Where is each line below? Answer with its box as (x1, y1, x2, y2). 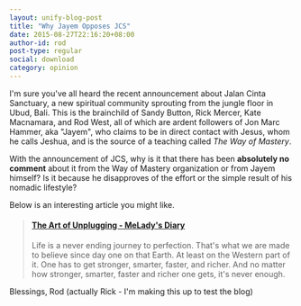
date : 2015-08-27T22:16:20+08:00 (9, 30, 135, 39)
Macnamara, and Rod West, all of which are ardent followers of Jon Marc (9, 116, 280, 127)
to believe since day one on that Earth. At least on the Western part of (31, 249, 291, 261)
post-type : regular (9, 47, 83, 56)
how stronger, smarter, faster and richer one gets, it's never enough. (31, 269, 286, 280)
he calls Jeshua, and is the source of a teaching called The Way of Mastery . (9, 136, 292, 147)
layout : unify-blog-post (9, 13, 103, 22)
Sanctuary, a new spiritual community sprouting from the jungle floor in (9, 97, 274, 108)
